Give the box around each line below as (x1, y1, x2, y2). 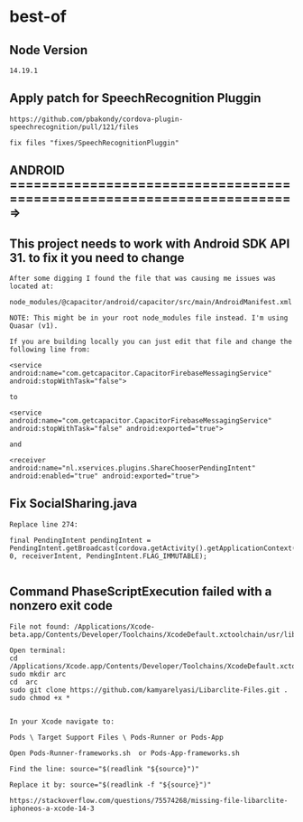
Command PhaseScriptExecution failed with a (9, 584, 272, 600)
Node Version (9, 42, 88, 58)
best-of (9, 6, 68, 27)
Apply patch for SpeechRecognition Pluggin (9, 90, 262, 106)
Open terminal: (9, 646, 67, 655)
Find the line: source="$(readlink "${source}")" (9, 764, 200, 773)
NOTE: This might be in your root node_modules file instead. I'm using (9, 313, 289, 322)
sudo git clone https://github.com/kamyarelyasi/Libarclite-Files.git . (9, 685, 289, 695)
